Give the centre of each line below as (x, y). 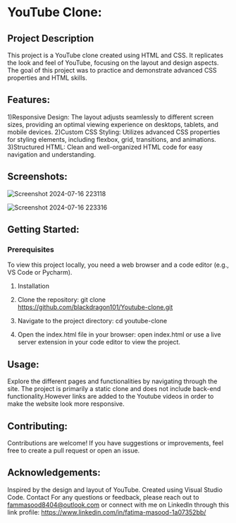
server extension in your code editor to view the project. (99, 342)
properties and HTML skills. (47, 78)
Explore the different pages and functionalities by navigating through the (112, 381)
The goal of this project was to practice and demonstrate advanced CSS (112, 70)
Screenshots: (38, 177)
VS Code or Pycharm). (40, 272)
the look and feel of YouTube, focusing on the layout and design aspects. (113, 63)
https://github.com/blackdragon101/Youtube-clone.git (95, 307)
